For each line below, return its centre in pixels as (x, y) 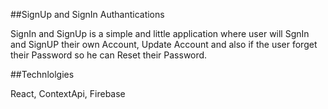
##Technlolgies (42, 74)
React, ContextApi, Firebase (68, 93)
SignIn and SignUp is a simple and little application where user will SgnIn (160, 33)
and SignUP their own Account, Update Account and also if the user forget (164, 44)
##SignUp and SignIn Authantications (87, 14)
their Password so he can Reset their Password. (109, 55)
